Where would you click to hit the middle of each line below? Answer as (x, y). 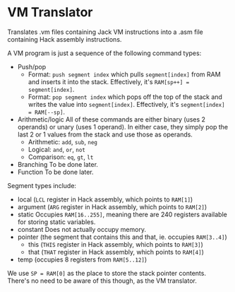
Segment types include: (42, 185)
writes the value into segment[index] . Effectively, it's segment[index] (126, 104)
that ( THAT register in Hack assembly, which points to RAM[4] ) (116, 252)
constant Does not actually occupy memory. (82, 229)
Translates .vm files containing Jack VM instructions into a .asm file (105, 32)
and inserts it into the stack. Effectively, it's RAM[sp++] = (109, 81)
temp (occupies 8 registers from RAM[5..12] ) (82, 259)
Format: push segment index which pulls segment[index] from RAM (124, 74)
